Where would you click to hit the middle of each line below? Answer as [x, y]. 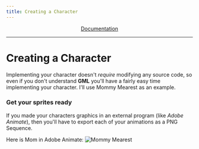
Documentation [99, 28]
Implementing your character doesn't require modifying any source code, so [99, 74]
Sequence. [19, 128]
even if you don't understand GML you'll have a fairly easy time [84, 81]
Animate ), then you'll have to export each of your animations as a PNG [92, 122]
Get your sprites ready [39, 103]
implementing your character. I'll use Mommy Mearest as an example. [91, 87]
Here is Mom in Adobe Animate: [45, 140]
